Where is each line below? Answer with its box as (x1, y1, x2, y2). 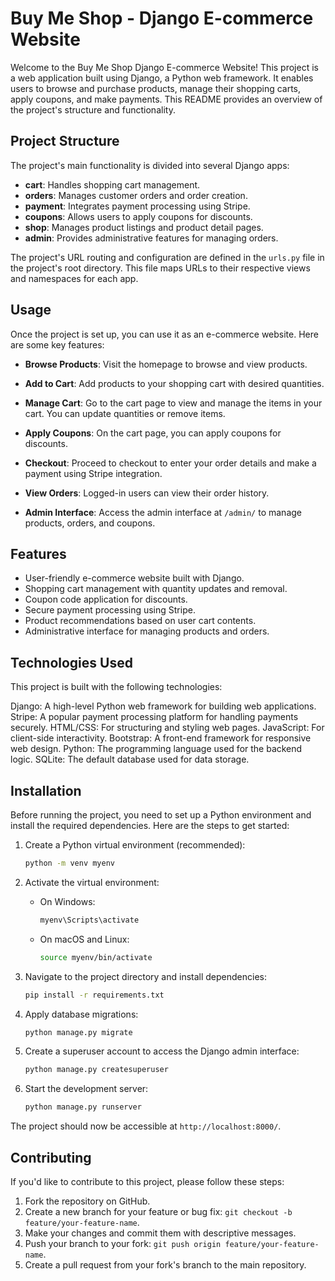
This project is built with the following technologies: (10, 681, 223, 693)
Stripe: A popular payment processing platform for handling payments (10, 711, 299, 723)
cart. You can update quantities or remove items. (24, 407, 226, 419)
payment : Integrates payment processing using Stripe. (24, 200, 251, 212)
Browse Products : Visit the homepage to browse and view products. (24, 358, 308, 370)
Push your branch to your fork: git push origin (24, 1237, 222, 1249)
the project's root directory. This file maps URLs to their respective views (10, 262, 311, 274)
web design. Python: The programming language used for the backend (10, 743, 303, 755)
